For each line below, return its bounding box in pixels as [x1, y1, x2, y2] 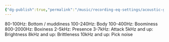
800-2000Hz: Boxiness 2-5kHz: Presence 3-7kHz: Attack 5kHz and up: [5, 26, 153, 32]
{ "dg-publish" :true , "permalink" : [5, 7, 75, 12]
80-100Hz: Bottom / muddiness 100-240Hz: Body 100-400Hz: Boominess [5, 21, 158, 27]
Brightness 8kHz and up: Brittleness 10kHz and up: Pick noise [5, 31, 133, 37]
